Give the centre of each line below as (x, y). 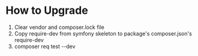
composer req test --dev (45, 46)
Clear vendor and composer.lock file (59, 27)
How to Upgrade (47, 11)
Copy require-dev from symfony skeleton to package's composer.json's (103, 33)
